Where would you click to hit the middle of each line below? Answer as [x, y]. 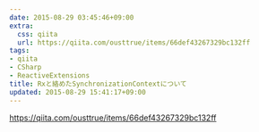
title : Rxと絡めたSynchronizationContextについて [98, 84]
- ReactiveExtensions [50, 76]
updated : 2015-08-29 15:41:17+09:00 [78, 92]
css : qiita [38, 34]
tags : [19, 51]
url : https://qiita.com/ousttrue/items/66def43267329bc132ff [134, 42]
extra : [22, 26]
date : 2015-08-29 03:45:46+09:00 [72, 17]
